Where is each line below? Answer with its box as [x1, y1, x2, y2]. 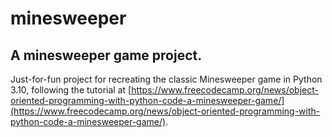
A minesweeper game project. [10, 47, 203, 64]
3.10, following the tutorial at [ [10, 84, 132, 96]
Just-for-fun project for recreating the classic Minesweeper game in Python [10, 73, 323, 85]
